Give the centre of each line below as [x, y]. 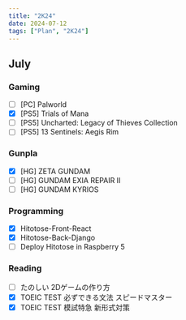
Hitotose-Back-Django [58, 238]
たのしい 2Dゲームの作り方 [65, 287]
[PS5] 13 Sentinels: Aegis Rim [69, 132]
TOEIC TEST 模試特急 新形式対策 [75, 307]
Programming [36, 211]
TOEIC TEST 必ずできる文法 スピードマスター [96, 297]
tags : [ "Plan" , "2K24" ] [49, 31]
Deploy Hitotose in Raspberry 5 [73, 247]
